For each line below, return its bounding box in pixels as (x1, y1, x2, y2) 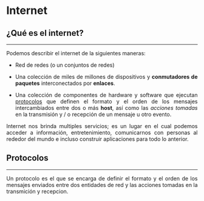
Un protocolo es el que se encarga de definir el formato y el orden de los (6, 174, 198, 182)
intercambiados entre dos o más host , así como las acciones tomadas (15, 104, 198, 111)
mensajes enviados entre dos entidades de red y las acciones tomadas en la (6, 181, 198, 188)
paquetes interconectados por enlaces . (15, 80, 115, 87)
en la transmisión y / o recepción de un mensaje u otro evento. (15, 111, 172, 118)
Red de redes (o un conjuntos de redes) (15, 61, 115, 69)
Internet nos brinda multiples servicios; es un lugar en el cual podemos (6, 123, 198, 129)
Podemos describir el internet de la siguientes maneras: (6, 50, 146, 56)
